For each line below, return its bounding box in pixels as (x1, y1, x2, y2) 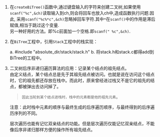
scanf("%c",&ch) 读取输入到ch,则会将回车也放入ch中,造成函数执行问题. (9, 10, 150, 16)
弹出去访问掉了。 (26, 84, 61, 89)
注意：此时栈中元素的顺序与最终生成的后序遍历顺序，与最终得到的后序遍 (9, 104, 155, 110)
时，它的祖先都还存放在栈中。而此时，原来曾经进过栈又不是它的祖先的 (9, 77, 151, 83)
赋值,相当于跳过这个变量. (9, 22, 59, 28)
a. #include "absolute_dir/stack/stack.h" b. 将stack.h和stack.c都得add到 (9, 49, 154, 54)
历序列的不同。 (9, 110, 40, 116)
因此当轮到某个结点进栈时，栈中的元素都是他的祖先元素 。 (21, 94, 121, 100)
